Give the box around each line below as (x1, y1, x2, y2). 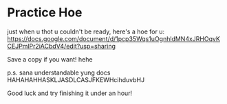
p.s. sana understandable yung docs (7, 68, 111, 77)
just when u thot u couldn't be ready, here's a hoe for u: (7, 27, 165, 36)
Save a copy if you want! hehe (7, 55, 93, 63)
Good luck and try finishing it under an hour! (7, 89, 133, 97)
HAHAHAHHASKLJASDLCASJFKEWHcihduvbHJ (7, 75, 145, 83)
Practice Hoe (7, 5, 83, 21)
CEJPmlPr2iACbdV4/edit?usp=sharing (7, 42, 116, 50)
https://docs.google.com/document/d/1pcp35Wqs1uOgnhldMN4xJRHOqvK (7, 34, 220, 42)
